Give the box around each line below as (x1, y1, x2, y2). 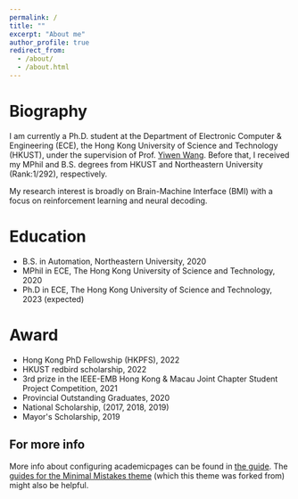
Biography (9, 102, 87, 121)
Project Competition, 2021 (21, 382, 119, 393)
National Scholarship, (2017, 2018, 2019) (21, 402, 170, 413)
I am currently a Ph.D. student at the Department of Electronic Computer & (9, 130, 283, 141)
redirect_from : (9, 46, 66, 55)
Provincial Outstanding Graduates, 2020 (21, 392, 170, 403)
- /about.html (17, 63, 70, 72)
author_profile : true (9, 37, 90, 47)
